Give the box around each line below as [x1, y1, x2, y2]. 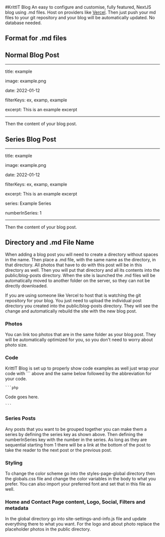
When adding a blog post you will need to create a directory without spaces [5, 251, 159, 257]
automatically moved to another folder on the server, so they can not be [5, 278, 150, 284]
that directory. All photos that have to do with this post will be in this [5, 262, 142, 268]
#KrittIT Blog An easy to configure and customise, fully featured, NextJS [5, 4, 151, 10]
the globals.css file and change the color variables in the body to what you [5, 476, 156, 482]
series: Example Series [5, 200, 52, 206]
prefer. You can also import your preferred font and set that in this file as [5, 481, 151, 487]
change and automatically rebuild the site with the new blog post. [5, 308, 137, 314]
